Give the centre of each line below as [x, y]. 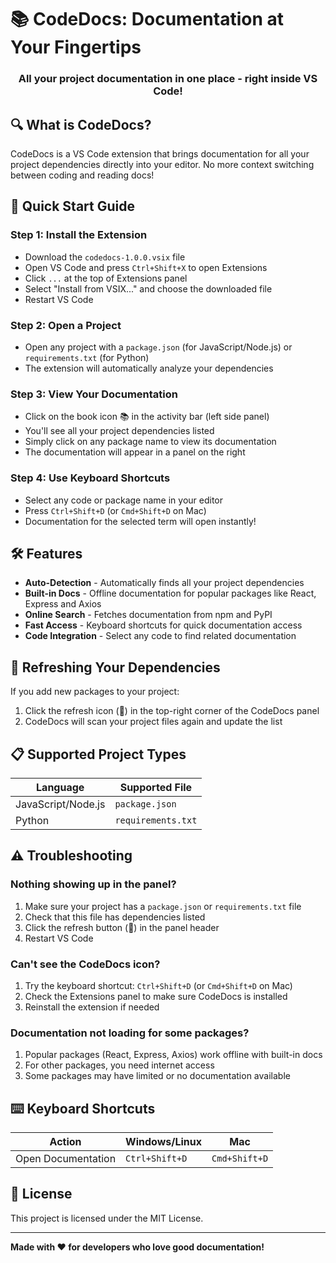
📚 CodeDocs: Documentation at [147, 19]
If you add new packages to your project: [95, 692]
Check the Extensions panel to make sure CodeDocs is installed [156, 996]
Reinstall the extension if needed [92, 1007]
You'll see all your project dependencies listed [119, 431]
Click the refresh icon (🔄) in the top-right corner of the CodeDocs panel [172, 711]
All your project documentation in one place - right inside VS [168, 79]
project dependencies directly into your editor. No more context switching [162, 164]
